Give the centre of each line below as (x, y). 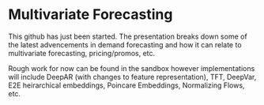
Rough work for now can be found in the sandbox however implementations (132, 68)
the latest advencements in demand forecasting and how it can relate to (125, 44)
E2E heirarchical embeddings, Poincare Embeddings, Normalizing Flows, (126, 85)
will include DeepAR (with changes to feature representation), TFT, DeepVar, (132, 77)
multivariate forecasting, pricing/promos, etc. (82, 53)
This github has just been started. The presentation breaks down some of (128, 36)
